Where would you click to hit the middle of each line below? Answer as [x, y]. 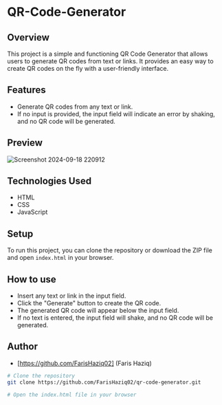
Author [22, 347]
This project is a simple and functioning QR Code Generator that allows [108, 54]
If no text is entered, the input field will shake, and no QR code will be [115, 318]
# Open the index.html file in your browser [72, 395]
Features [26, 90]
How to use [32, 279]
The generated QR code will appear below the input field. [98, 311]
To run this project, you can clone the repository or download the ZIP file [110, 250]
